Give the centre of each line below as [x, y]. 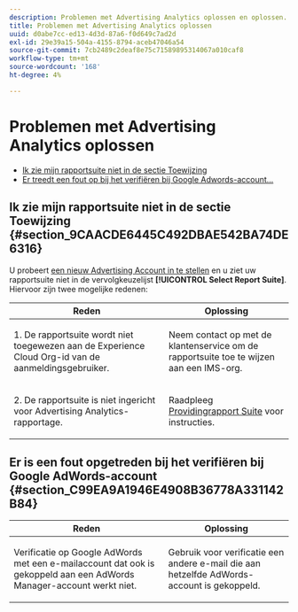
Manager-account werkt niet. [75, 585]
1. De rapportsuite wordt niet [74, 335]
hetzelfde [188, 575]
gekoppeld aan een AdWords [74, 575]
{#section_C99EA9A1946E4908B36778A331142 [146, 489]
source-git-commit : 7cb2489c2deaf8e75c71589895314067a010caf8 [126, 50]
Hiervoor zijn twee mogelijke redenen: [78, 289]
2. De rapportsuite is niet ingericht [85, 399]
